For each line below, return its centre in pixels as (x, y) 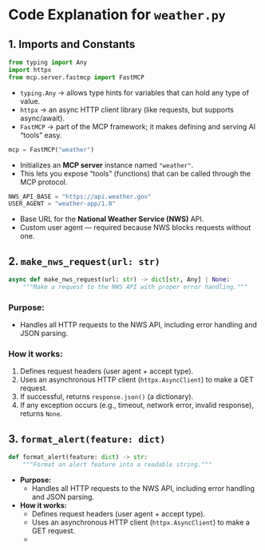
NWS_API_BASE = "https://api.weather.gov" (80, 196)
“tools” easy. (41, 135)
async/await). (42, 118)
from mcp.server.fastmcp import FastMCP (77, 77)
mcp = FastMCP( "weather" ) (51, 149)
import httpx (30, 69)
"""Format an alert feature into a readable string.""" (118, 465)
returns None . (41, 413)
